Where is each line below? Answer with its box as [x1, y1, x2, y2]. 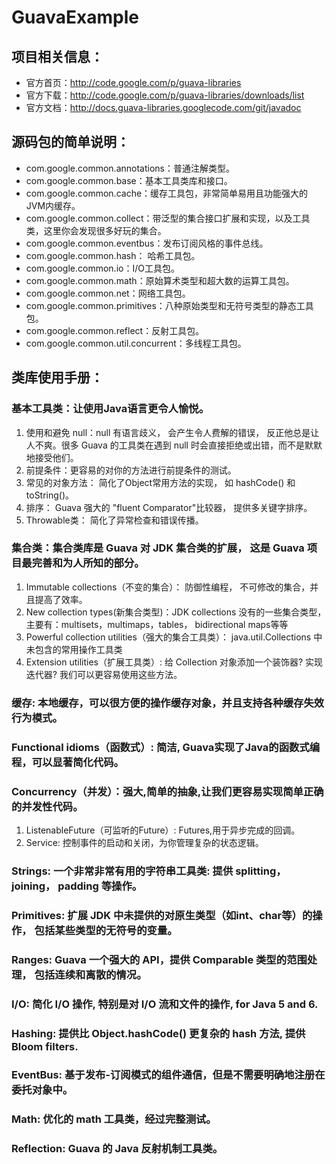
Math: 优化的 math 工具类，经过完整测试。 [11, 1112, 217, 1126]
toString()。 [25, 489, 75, 501]
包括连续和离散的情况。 [34, 967, 148, 981]
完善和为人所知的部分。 [31, 556, 145, 570]
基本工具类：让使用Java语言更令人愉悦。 [11, 402, 210, 416]
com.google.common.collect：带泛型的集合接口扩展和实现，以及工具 [25, 212, 311, 224]
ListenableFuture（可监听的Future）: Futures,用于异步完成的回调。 [25, 824, 301, 836]
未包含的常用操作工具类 [25, 643, 123, 655]
